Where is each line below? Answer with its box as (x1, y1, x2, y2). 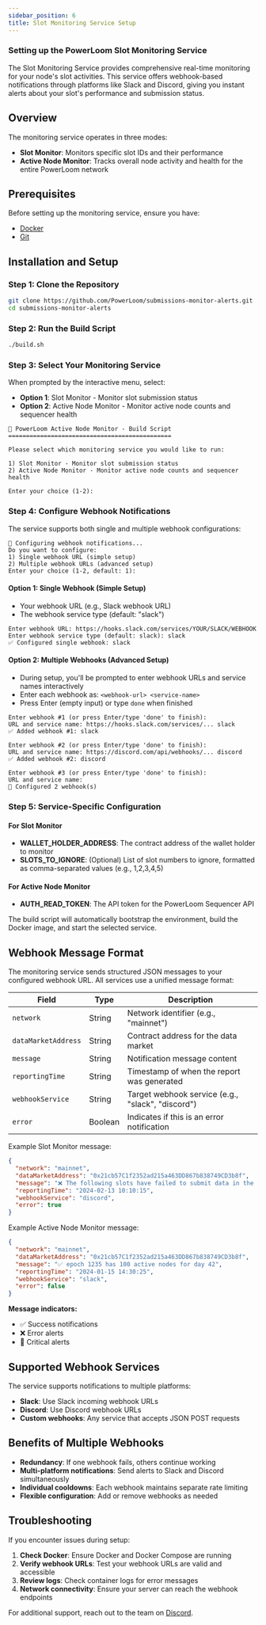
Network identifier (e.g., (127, 1007, 216, 1018)
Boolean (89, 1117, 120, 1128)
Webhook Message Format (8, 946, 144, 959)
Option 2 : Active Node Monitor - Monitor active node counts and (19, 401, 231, 411)
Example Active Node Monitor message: (8, 1223, 139, 1232)
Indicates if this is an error (127, 1112, 224, 1123)
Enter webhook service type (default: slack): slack (8, 631, 186, 640)
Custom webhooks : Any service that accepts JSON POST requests (19, 1413, 240, 1422)
